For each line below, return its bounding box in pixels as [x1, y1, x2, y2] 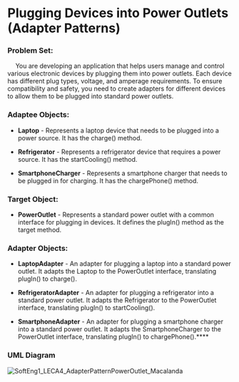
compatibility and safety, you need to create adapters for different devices [7, 84, 226, 93]
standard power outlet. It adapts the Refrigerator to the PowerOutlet [17, 296, 217, 304]
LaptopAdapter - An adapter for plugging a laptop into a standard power [17, 259, 232, 268]
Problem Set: [7, 46, 54, 56]
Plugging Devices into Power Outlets [7, 5, 229, 21]
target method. [17, 226, 62, 234]
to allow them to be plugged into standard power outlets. [7, 92, 174, 100]
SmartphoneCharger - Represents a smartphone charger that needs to [17, 169, 228, 177]
